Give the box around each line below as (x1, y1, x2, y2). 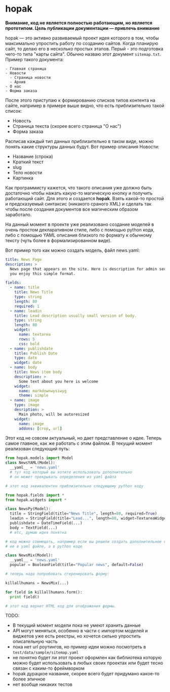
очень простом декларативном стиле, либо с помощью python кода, (5, 226, 155, 233)
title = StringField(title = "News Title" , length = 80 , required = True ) (10, 511, 157, 516)
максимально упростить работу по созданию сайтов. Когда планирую (5, 40, 158, 46)
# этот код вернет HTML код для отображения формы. (5, 604, 116, 609)
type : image (14, 402, 39, 407)
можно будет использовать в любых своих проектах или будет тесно (12, 660, 163, 666)
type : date (14, 355, 37, 360)
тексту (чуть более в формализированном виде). (5, 237, 112, 243)
